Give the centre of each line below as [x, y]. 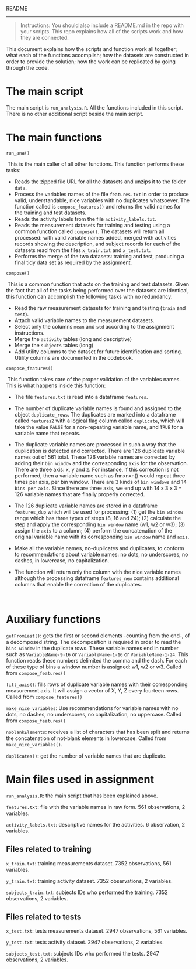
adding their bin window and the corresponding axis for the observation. [101, 463]
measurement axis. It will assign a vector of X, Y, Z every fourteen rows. [92, 690]
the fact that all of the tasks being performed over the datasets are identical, [98, 290]
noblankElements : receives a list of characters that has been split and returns [98, 732]
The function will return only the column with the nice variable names [97, 572]
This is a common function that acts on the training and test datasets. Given [98, 284]
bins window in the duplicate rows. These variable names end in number [92, 648]
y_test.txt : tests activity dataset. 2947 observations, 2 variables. [85, 942]
